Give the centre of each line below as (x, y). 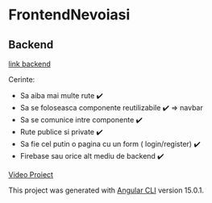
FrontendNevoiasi (69, 15)
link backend (29, 64)
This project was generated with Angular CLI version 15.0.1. (106, 190)
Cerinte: (22, 79)
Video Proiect (31, 174)
